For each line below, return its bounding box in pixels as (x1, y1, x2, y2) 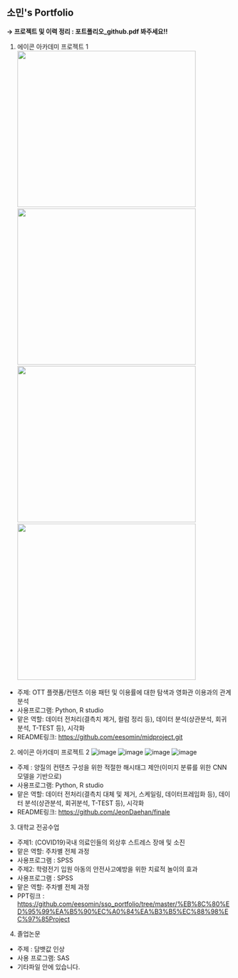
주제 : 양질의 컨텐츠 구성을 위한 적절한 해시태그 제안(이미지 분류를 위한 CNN (16, 763, 227, 772)
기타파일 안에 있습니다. (16, 962, 81, 971)
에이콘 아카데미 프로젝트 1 (16, 42, 88, 51)
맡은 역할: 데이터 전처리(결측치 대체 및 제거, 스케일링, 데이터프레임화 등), (16, 789, 217, 798)
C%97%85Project (16, 914, 71, 923)
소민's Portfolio (6, 6, 74, 19)
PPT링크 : (16, 892, 45, 900)
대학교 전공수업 (16, 822, 60, 831)
